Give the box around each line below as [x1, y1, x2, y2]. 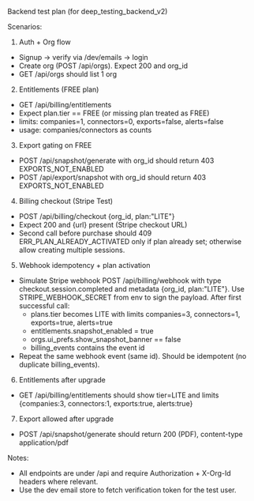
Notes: [7, 454, 29, 462]
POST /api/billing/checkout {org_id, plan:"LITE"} [18, 212, 175, 220]
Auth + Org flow [18, 37, 72, 47]
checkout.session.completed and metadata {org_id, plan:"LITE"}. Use [18, 284, 245, 293]
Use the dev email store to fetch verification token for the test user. [18, 485, 237, 495]
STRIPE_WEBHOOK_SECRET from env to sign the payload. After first [18, 292, 242, 302]
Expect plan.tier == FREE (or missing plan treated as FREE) [18, 108, 210, 118]
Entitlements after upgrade [18, 375, 106, 384]
